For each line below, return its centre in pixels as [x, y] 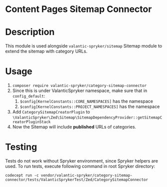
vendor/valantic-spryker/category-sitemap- [87, 175]
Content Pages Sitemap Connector [79, 9]
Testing [21, 147]
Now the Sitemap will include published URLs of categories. [74, 127]
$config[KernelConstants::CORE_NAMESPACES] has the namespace [86, 101]
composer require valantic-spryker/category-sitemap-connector [80, 86]
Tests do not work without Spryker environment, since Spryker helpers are [82, 161]
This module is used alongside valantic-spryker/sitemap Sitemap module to [84, 46]
